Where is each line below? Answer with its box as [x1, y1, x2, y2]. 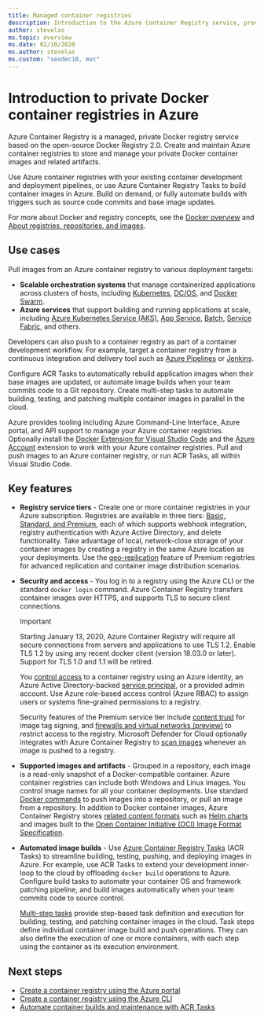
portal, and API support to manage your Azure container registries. [8, 425, 224, 435]
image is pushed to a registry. [19, 746, 116, 756]
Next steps [8, 965, 63, 978]
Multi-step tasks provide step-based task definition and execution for [19, 909, 244, 918]
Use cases [8, 244, 60, 257]
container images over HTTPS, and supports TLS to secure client [19, 593, 230, 602]
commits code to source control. [19, 893, 126, 903]
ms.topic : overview [8, 33, 72, 42]
